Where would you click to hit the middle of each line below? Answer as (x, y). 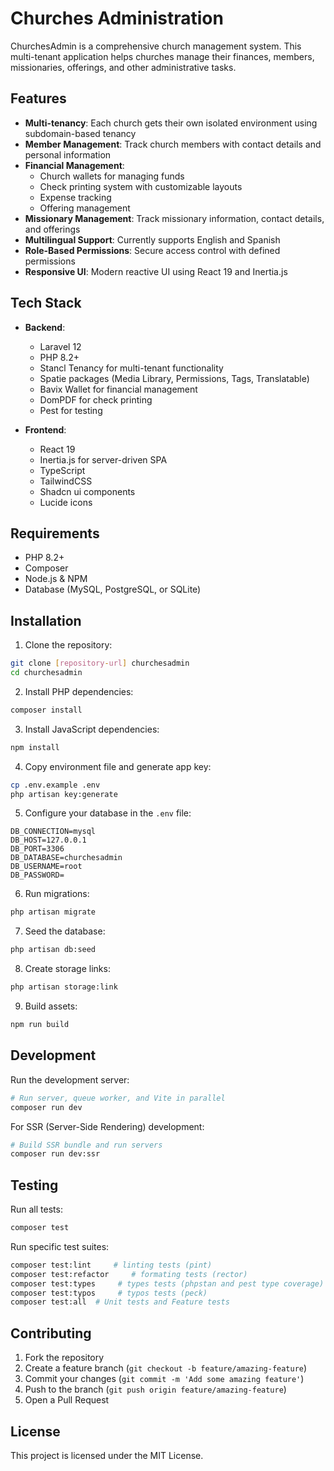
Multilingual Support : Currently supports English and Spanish (152, 239)
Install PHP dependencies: (79, 691)
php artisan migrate (53, 912)
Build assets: (51, 1006)
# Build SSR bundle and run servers (86, 1145)
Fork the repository (64, 1358)
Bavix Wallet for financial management (118, 389)
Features (38, 98)
